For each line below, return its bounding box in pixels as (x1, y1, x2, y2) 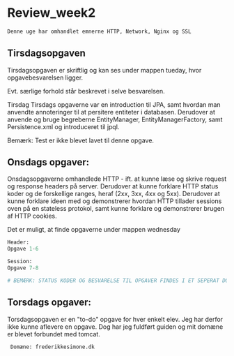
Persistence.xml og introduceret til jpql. (7, 122, 120, 131)
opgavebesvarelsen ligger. (7, 73, 84, 82)
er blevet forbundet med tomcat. (7, 329, 101, 338)
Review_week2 (7, 5, 96, 21)
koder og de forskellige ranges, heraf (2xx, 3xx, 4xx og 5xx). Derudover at (7, 190, 221, 198)
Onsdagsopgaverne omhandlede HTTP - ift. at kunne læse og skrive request (7, 175, 227, 183)
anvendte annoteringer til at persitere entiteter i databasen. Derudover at (7, 107, 216, 116)
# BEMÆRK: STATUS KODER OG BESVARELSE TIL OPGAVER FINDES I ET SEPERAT (7, 277, 219, 284)
